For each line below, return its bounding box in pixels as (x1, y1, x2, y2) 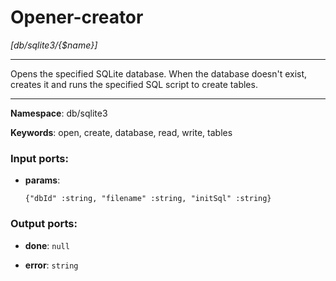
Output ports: (10, 217, 78, 231)
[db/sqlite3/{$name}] (10, 39, 98, 51)
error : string (24, 259, 79, 271)
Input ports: (10, 151, 69, 165)
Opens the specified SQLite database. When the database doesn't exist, (10, 67, 308, 80)
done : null (24, 239, 70, 251)
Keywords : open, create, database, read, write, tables (10, 126, 233, 138)
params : (24, 174, 61, 186)
